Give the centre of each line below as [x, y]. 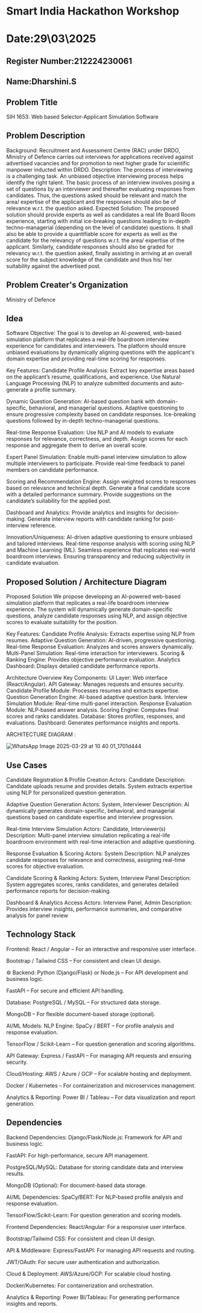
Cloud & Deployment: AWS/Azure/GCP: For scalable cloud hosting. [89, 1274]
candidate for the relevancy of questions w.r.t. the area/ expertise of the [96, 240]
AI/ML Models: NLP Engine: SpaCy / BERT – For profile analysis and [90, 1026]
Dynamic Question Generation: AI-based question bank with [81, 402]
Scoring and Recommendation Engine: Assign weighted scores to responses [101, 481]
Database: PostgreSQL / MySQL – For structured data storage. [84, 1002]
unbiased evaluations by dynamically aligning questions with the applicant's [100, 353]
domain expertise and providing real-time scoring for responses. [87, 359]
